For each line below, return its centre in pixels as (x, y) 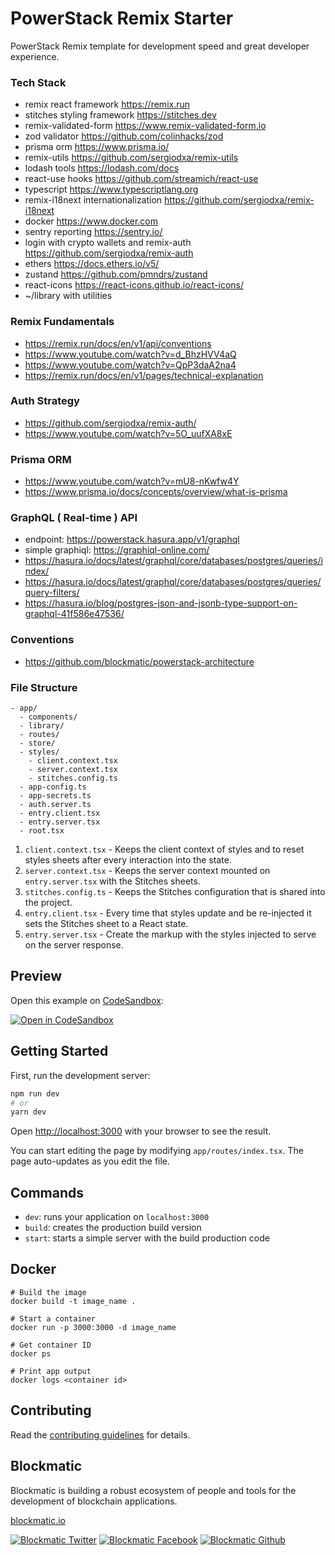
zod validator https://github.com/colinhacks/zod (124, 136)
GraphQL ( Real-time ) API (74, 518)
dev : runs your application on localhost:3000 (117, 1217)
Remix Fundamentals (62, 322)
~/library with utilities (68, 296)
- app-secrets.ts (55, 796)
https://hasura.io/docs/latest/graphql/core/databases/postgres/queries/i (173, 561)
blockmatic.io (38, 1520)
